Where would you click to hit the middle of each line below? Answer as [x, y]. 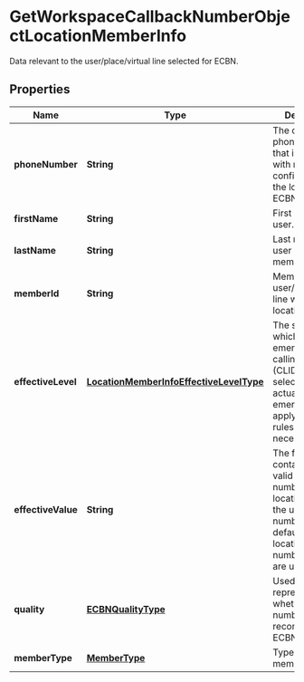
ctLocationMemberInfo [98, 36]
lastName [35, 250]
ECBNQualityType [126, 609]
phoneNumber [46, 164]
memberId [37, 293]
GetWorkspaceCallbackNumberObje [150, 17]
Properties [40, 89]
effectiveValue [46, 509]
